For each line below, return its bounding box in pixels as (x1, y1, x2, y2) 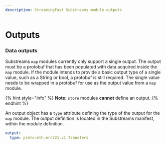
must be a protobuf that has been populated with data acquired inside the (5, 64, 157, 70)
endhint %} (5, 100, 29, 106)
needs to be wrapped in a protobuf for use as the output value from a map (5, 80, 156, 86)
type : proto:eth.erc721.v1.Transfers (10, 135, 89, 140)
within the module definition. (5, 121, 64, 127)
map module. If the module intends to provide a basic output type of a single (5, 69, 161, 76)
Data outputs (5, 47, 38, 54)
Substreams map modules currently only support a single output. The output (5, 58, 161, 64)
